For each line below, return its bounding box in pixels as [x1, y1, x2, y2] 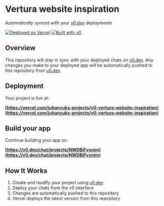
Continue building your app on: [5, 137, 68, 143]
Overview [5, 44, 36, 52]
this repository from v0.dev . [5, 67, 62, 73]
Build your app [5, 124, 51, 132]
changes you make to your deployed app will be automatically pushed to [5, 62, 153, 68]
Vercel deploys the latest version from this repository [12, 196, 121, 202]
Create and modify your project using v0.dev [12, 180, 104, 186]
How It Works [5, 166, 48, 175]
